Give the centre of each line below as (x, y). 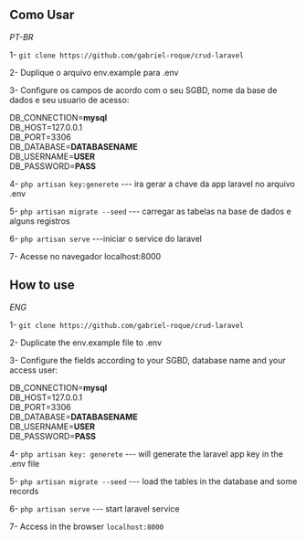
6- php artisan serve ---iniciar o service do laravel (106, 238)
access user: (33, 370)
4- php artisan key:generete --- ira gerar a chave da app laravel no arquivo (152, 184)
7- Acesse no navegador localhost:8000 (85, 256)
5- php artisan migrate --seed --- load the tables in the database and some (153, 481)
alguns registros (40, 221)
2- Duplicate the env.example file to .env (86, 343)
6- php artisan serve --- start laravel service (95, 508)
